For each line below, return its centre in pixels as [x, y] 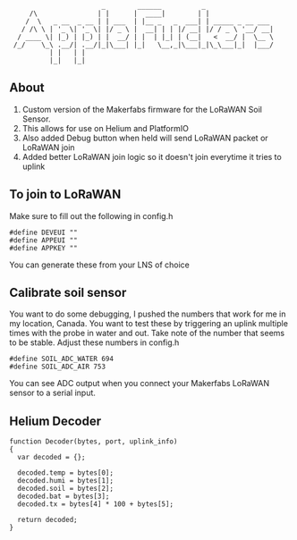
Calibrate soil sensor [68, 293]
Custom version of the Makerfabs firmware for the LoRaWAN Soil [142, 109]
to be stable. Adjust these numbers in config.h [94, 342]
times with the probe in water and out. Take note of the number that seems [147, 333]
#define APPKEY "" [43, 248]
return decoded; [47, 520]
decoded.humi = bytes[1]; [66, 481]
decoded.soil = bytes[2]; [66, 489]
